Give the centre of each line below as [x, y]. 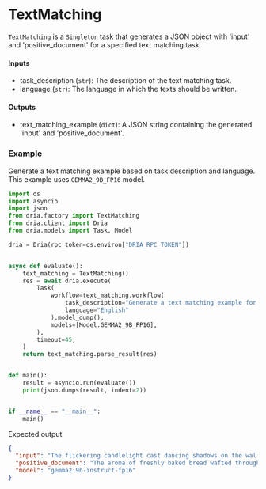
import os [25, 194]
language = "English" [97, 310]
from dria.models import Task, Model [70, 231]
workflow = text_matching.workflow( [107, 296]
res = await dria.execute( [67, 281]
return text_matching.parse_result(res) [90, 354]
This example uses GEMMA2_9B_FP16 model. [76, 179]
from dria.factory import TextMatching [74, 216]
